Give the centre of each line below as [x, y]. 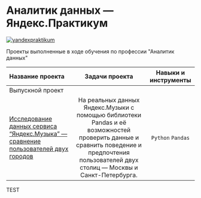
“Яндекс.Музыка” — [38, 134]
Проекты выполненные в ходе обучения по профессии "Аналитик [90, 51]
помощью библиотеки [109, 115]
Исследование [31, 119]
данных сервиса [33, 126]
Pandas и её [109, 122]
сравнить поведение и [109, 145]
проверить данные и [109, 137]
